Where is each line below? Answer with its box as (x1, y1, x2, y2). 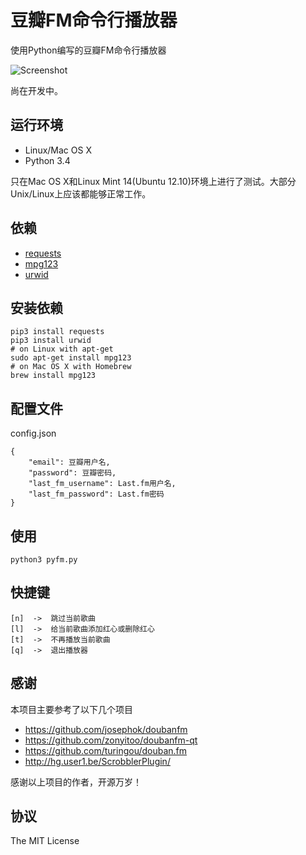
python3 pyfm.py (10, 555, 78, 565)
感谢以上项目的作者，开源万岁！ (10, 776, 142, 788)
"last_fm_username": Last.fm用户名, (28, 479, 177, 489)
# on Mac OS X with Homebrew (10, 362, 132, 372)
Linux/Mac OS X (24, 144, 92, 156)
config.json (10, 427, 57, 440)
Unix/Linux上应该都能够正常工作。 (10, 187, 152, 200)
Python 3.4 (24, 154, 71, 166)
